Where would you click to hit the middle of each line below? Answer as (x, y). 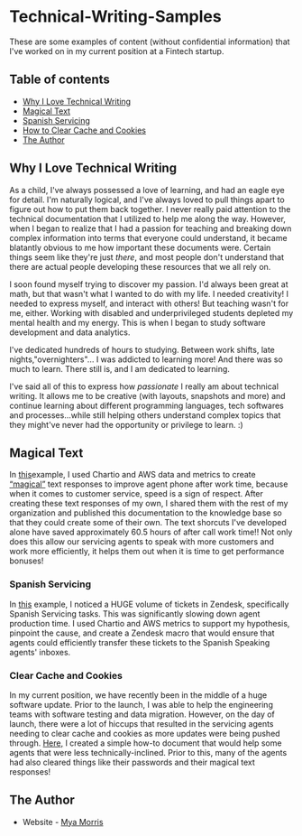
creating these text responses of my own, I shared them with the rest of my (149, 504)
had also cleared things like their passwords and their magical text (132, 762)
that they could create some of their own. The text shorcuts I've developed (148, 523)
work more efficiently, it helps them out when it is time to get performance (147, 552)
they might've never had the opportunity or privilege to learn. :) (126, 424)
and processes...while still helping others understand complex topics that (145, 415)
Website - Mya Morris (63, 822)
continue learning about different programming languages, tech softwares (146, 405)
